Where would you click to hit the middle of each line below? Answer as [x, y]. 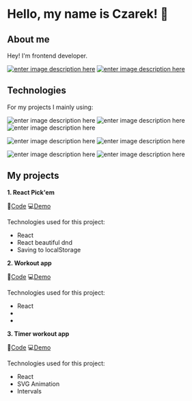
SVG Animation [38, 384]
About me [28, 39]
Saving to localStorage [49, 250]
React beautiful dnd [45, 242]
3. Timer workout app [38, 333]
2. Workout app [30, 263]
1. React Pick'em [31, 192]
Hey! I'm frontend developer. [47, 56]
